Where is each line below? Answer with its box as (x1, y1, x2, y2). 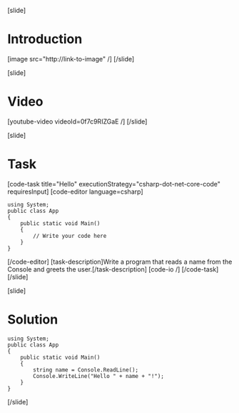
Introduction (7, 31, 83, 47)
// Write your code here (33, 232, 107, 239)
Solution (7, 312, 59, 327)
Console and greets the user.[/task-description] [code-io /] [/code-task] (7, 264, 219, 274)
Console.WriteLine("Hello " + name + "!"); (33, 372, 164, 379)
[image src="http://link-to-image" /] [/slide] (7, 54, 135, 63)
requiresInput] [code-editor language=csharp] (7, 187, 144, 196)
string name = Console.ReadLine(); (33, 366, 139, 374)
